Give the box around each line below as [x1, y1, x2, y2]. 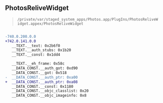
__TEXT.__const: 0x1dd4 [11, 52, 60, 57]
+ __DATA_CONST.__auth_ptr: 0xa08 [5, 79, 78, 84]
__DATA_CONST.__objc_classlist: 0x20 [11, 88, 89, 94]
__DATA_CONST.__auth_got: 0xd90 [11, 66, 78, 71]
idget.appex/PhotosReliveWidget [17, 21, 83, 26]
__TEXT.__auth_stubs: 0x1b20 [11, 48, 71, 53]
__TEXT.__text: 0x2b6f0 [11, 43, 60, 48]
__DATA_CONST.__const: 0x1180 [11, 84, 74, 89]
